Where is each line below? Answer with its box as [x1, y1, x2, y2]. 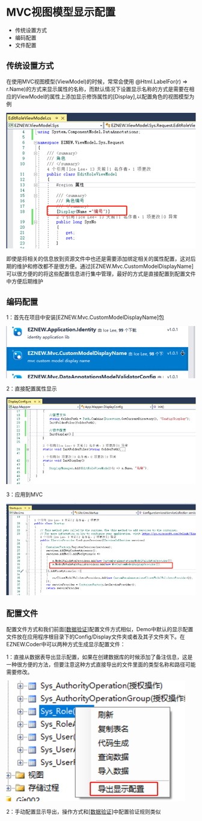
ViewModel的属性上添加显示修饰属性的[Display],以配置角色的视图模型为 [16, 92, 195, 100]
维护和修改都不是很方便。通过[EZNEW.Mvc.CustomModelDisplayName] [16, 262, 194, 270]
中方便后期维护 [6, 277, 43, 285]
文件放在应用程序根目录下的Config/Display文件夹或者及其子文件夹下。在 [6, 633, 185, 640]
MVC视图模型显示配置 [6, 5, 116, 19]
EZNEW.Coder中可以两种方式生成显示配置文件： [6, 640, 126, 647]
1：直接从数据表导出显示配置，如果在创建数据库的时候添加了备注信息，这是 [6, 653, 193, 661]
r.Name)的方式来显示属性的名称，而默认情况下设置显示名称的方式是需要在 [6, 85, 189, 92]
